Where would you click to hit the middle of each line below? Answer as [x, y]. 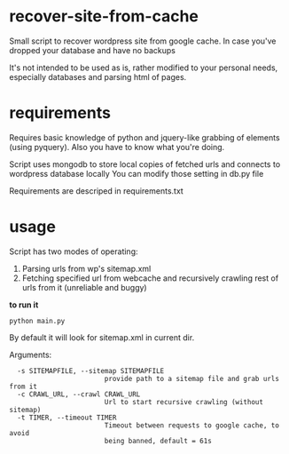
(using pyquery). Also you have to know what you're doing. [117, 147]
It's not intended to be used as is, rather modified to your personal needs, [144, 68]
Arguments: [31, 354]
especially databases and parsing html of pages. [98, 76]
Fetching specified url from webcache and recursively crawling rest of [150, 278]
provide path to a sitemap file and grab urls [191, 378]
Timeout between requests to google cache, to [191, 425]
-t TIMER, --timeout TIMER [67, 418]
